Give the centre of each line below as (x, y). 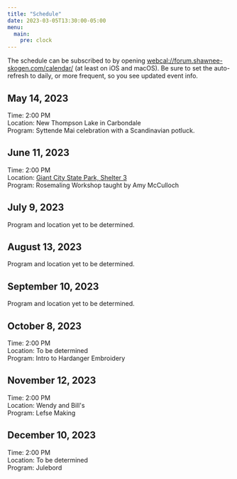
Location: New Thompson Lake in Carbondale (74, 122)
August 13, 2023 (45, 247)
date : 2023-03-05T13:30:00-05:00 (57, 21)
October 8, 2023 (44, 326)
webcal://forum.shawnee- (185, 60)
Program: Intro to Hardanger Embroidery (66, 358)
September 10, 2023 (53, 286)
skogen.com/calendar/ (40, 68)
